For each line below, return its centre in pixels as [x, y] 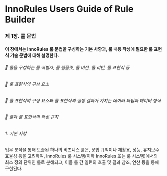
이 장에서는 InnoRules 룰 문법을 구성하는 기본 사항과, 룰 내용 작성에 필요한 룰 [79, 49]
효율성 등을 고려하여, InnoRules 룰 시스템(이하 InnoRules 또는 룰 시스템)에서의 [82, 156]
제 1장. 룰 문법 [21, 36]
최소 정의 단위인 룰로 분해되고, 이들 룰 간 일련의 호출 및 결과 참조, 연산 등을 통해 [82, 162]
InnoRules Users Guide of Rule [69, 9]
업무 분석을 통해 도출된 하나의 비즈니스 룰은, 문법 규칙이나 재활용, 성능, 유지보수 [82, 150]
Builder [20, 20]
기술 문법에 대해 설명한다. [35, 55]
